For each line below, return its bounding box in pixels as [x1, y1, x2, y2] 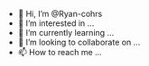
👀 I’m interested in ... [17, 18, 95, 29]
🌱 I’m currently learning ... [17, 28, 115, 37]
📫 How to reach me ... [17, 47, 102, 57]
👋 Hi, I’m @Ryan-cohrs [17, 9, 103, 19]
